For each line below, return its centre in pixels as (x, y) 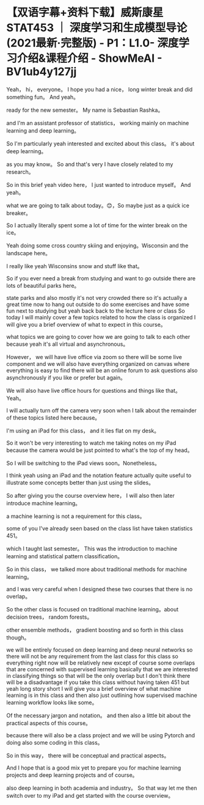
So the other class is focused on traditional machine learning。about (93, 609)
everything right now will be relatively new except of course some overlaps (101, 663)
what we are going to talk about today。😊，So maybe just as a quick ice (98, 205)
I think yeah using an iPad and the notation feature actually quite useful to (99, 475)
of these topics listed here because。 (53, 417)
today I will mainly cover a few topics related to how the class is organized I (101, 317)
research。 (20, 172)
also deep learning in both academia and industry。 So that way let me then (102, 788)
